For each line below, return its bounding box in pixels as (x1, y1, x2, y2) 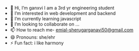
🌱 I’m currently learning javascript (10, 16, 81, 21)
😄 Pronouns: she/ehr (10, 34, 55, 40)
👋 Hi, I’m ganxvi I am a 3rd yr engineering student (10, 5, 114, 11)
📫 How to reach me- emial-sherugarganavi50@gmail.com (10, 27, 134, 33)
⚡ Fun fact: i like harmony (10, 40, 64, 46)
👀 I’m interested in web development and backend (10, 10, 116, 16)
